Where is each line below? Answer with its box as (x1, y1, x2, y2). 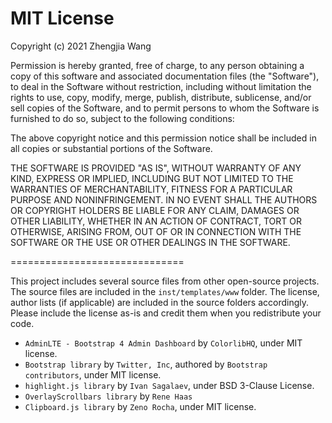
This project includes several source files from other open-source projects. (10, 275, 320, 287)
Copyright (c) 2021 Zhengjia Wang (10, 40, 152, 52)
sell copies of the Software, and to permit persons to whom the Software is (10, 102, 320, 114)
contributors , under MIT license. (24, 368, 162, 381)
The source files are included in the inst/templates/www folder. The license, (10, 285, 320, 297)
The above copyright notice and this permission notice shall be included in (10, 132, 317, 144)
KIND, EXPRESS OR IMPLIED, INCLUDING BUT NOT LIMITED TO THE (10, 172, 294, 184)
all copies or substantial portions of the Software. (10, 142, 213, 154)
